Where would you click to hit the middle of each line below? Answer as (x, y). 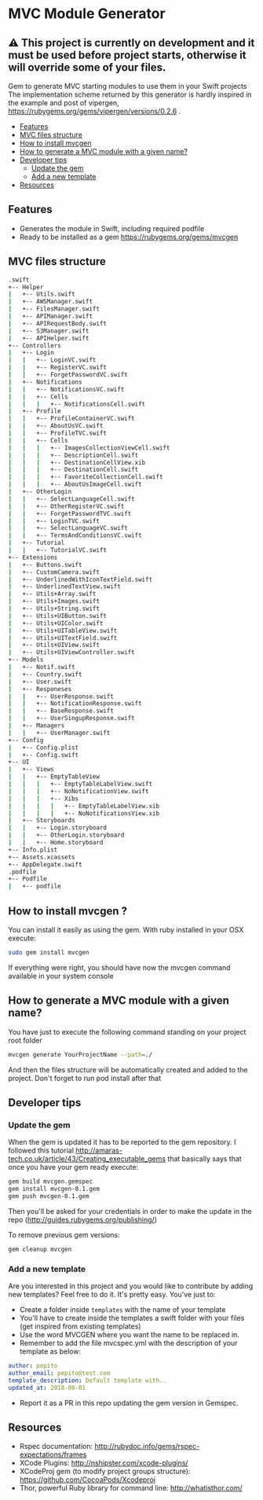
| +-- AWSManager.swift (50, 302)
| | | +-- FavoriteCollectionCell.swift (86, 477)
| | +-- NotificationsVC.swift (66, 389)
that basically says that (205, 1159)
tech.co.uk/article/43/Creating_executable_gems (87, 1159)
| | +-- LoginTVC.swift (54, 521)
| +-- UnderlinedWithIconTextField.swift (80, 579)
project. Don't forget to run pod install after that (85, 1078)
